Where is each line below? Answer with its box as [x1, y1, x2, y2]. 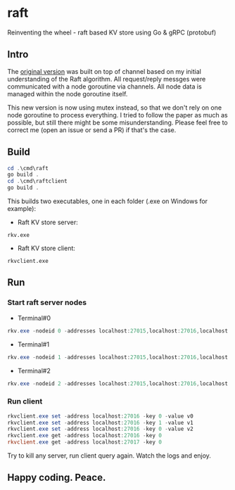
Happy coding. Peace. [7, 472, 106, 484]
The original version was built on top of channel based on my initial [7, 67, 202, 75]
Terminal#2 [17, 366, 51, 375]
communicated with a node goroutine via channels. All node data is [7, 82, 202, 91]
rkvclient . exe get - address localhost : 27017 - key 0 [7, 439, 162, 446]
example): [7, 205, 37, 213]
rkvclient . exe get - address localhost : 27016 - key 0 [7, 432, 162, 439]
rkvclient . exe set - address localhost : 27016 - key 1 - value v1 [7, 419, 193, 426]
